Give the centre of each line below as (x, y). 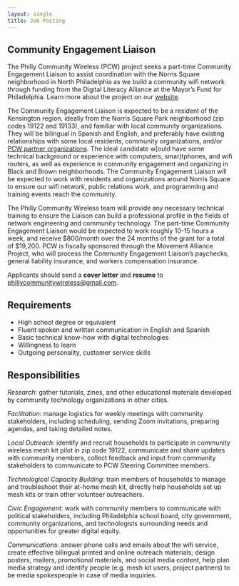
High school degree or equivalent (67, 323)
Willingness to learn (47, 345)
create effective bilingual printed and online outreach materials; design (111, 552)
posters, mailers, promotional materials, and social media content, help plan (118, 560)
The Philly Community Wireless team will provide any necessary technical (116, 208)
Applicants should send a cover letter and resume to (85, 275)
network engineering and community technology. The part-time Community (119, 223)
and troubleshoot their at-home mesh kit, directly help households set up (115, 487)
